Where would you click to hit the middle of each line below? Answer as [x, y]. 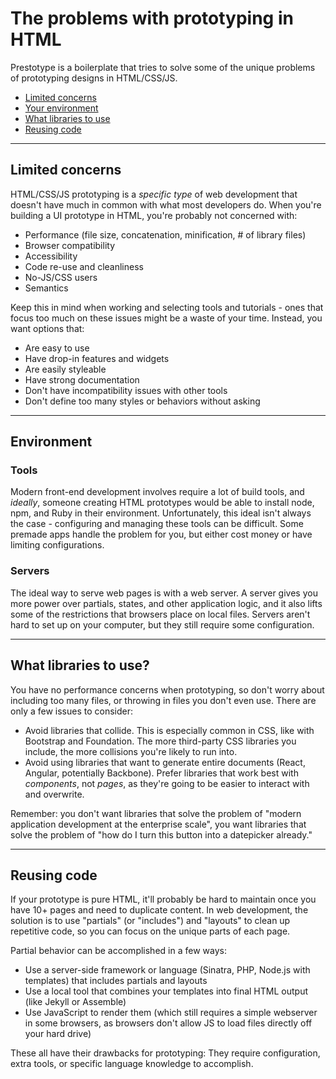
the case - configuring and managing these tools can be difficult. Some [157, 524]
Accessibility [51, 256]
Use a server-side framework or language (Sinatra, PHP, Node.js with [167, 970]
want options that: [47, 328]
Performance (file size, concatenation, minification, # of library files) [165, 234]
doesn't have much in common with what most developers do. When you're [166, 204]
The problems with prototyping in [152, 18]
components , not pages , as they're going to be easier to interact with [167, 783]
